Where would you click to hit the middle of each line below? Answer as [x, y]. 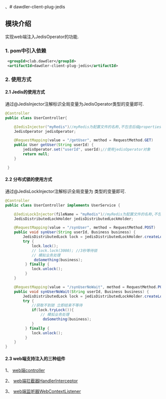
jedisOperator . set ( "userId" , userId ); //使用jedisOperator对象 [87, 150]
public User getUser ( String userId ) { [54, 145]
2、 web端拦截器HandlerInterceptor [41, 381]
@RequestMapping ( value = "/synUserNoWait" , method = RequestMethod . [86, 287]
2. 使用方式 [18, 79]
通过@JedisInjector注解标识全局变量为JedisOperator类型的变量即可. [75, 104]
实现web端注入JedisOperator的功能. [42, 37]
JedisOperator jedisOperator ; [45, 131]
